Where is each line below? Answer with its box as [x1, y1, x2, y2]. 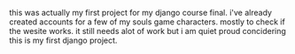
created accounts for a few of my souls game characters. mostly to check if [9, 17, 285, 27]
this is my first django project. [9, 35, 118, 45]
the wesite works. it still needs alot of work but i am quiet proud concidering [9, 26, 286, 36]
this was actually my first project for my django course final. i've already [9, 8, 273, 17]
